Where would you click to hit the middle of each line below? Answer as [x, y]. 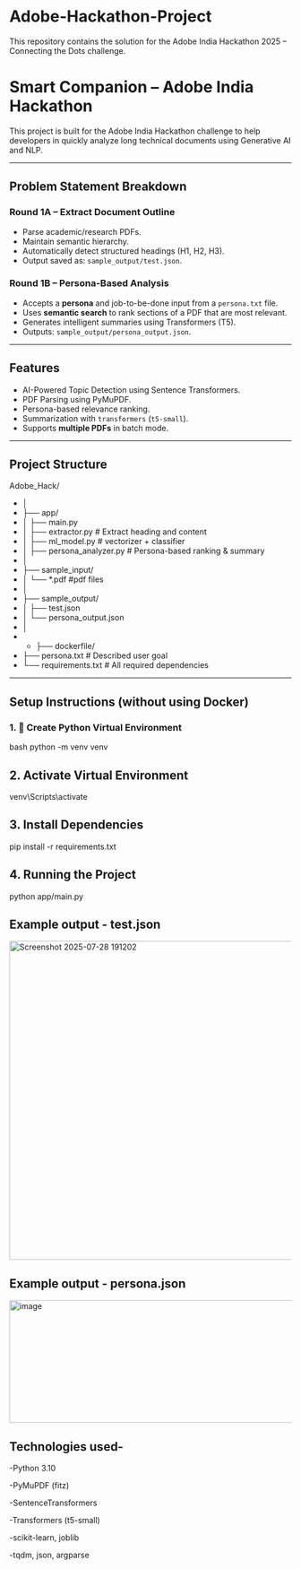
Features [34, 368]
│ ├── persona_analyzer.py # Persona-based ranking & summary [143, 551]
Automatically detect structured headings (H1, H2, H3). [124, 251]
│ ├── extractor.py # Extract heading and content [115, 532]
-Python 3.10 [33, 1469]
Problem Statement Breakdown [98, 187]
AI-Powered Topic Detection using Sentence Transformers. [131, 390]
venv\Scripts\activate [48, 796]
